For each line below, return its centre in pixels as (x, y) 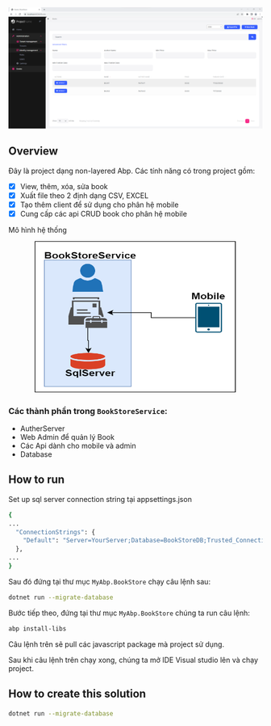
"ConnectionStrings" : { (55, 532)
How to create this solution (77, 694)
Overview (33, 152)
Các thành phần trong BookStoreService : (88, 411)
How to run (37, 480)
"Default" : (41, 541)
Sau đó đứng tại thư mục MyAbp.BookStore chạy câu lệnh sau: (110, 581)
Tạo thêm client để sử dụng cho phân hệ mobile (99, 205)
